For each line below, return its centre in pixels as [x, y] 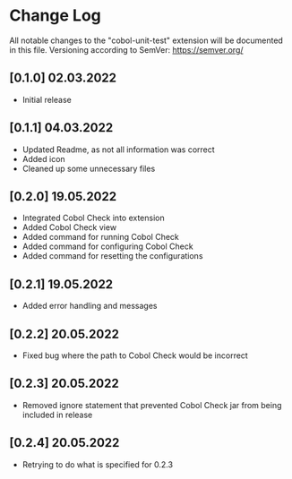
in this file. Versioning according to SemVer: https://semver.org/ [126, 49]
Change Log [55, 16]
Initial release [47, 99]
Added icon [43, 158]
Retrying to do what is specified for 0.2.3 [97, 464]
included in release [57, 415]
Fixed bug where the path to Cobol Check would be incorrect [135, 355]
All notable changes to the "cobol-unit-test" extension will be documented [146, 40]
